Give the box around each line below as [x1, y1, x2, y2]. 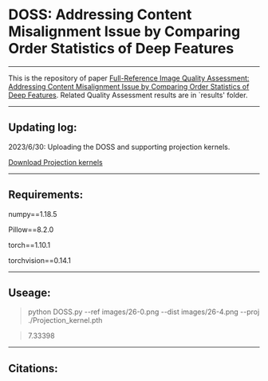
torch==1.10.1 [8, 240, 50, 249]
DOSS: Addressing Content [8, 6, 192, 24]
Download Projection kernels [8, 157, 103, 167]
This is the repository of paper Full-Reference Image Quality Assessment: [8, 73, 250, 83]
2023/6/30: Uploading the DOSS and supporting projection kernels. [8, 142, 231, 151]
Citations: [8, 361, 58, 375]
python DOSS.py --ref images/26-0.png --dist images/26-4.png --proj [27, 307, 260, 316]
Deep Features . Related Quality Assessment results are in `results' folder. [8, 90, 248, 100]
